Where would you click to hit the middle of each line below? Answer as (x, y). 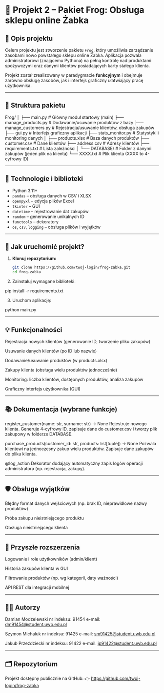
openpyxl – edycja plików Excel (43, 201)
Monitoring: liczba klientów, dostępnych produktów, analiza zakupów (74, 379)
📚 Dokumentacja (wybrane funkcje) (61, 409)
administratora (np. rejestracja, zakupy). (45, 468)
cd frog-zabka (26, 272)
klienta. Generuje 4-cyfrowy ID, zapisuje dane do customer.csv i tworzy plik (81, 429)
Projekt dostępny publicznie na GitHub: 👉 (48, 678)
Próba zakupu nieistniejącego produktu (44, 518)
